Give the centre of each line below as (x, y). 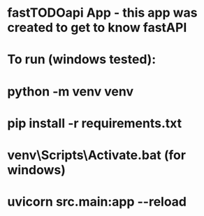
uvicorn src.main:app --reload (97, 202)
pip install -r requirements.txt (95, 123)
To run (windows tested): (82, 60)
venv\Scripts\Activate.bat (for (97, 155)
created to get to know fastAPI (97, 28)
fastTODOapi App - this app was (102, 13)
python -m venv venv (71, 91)
